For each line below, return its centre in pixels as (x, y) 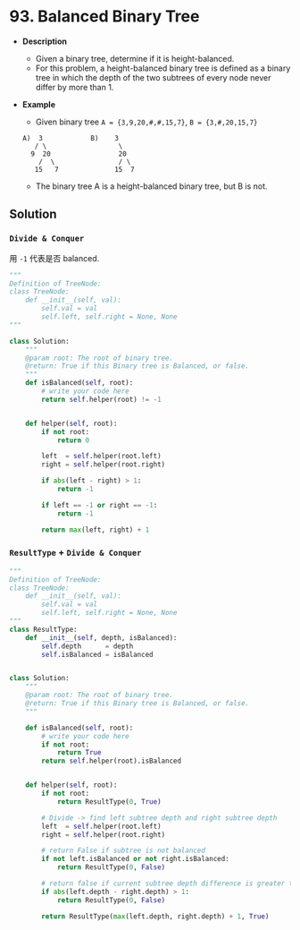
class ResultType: (43, 629)
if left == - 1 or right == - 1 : (100, 505)
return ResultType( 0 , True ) (109, 802)
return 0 (73, 440)
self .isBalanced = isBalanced (97, 654)
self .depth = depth (87, 646)
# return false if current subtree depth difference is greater (163, 883)
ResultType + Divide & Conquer (75, 552)
